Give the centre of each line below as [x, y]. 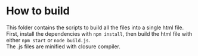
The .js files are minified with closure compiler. [64, 46]
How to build [38, 11]
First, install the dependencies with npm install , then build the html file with [99, 33]
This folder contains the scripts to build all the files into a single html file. [95, 27]
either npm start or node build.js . [48, 40]
